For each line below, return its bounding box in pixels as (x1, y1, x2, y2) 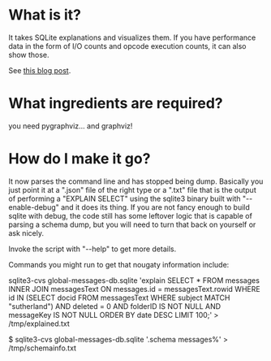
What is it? (8, 6, 82, 24)
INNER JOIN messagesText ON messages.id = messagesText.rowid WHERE (8, 284, 261, 294)
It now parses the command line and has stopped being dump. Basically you (8, 176, 264, 186)
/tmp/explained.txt (8, 319, 71, 328)
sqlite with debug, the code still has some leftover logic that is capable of (8, 211, 253, 220)
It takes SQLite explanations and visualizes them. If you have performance (8, 33, 256, 42)
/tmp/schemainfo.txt (8, 343, 77, 353)
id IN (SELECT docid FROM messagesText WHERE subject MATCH (8, 293, 230, 302)
